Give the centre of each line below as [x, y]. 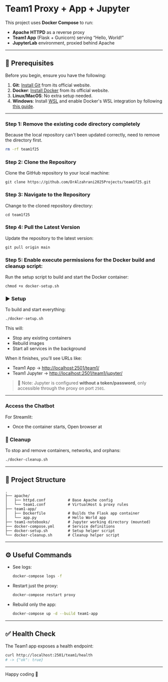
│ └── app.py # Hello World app [56, 517]
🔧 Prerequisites [29, 63]
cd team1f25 [17, 215]
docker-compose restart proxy [44, 595]
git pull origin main [28, 247]
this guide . [23, 106]
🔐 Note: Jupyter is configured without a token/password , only [82, 383]
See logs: [22, 567]
